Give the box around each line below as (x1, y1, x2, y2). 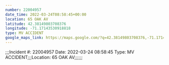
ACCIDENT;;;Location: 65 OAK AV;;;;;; (5, 54, 83, 60)
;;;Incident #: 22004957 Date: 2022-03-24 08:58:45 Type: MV (5, 48, 135, 55)
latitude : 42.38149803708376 (5, 21, 66, 26)
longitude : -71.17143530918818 (5, 26, 71, 31)
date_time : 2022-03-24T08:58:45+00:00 (5, 12, 87, 17)
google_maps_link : (5, 35, 44, 40)
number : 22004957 (5, 7, 42, 12)
